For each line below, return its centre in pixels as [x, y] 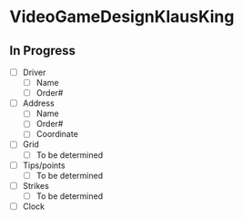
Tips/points [44, 165]
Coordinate [57, 134]
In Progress [42, 51]
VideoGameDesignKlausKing [122, 17]
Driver [34, 72]
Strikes [36, 185]
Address [38, 103]
